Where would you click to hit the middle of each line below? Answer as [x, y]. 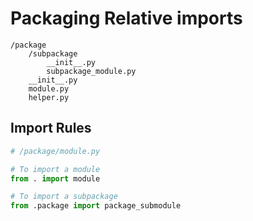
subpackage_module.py [91, 71]
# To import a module [55, 169]
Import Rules [51, 128]
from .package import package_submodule [96, 206]
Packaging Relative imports [126, 18]
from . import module [55, 178]
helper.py [49, 97]
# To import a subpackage [64, 197]
